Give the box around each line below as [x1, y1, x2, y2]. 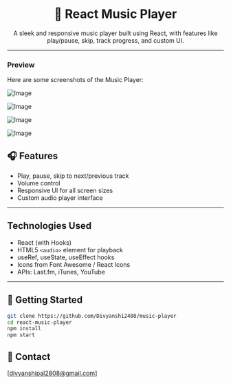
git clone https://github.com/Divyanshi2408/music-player [7, 312, 177, 319]
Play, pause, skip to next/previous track [16, 172, 129, 180]
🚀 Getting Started [7, 294, 83, 306]
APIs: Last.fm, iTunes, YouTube [16, 267, 105, 276]
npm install [7, 325, 41, 332]
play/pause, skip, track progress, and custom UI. [47, 36, 184, 44]
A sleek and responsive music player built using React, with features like [13, 29, 218, 37]
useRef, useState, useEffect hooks [16, 253, 115, 261]
